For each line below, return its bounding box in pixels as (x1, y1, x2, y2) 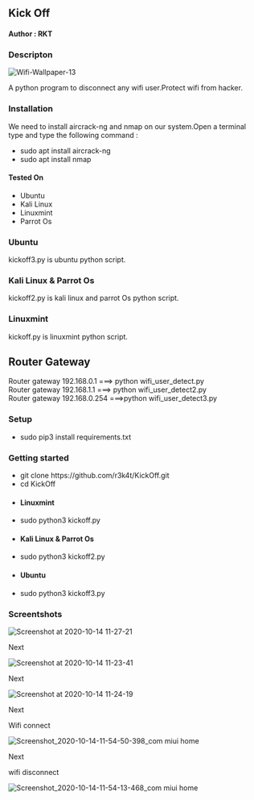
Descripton (8, 48, 53, 60)
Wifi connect (8, 720, 51, 730)
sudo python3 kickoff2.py (19, 552, 106, 561)
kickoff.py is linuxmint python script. (8, 331, 129, 341)
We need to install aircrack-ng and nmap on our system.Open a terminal (8, 121, 247, 131)
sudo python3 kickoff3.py (19, 588, 106, 598)
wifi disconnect (8, 767, 59, 777)
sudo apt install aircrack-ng (19, 145, 111, 156)
